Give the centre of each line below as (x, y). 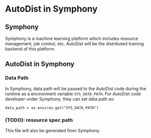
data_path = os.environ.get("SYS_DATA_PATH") (52, 108)
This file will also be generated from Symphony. (53, 130)
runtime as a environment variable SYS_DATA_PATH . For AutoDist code (73, 94)
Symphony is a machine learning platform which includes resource (72, 38)
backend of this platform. (30, 49)
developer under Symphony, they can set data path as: (60, 99)
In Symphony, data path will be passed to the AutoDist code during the (76, 88)
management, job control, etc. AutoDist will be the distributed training (75, 44)
